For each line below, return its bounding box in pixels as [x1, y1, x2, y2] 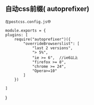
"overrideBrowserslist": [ [23, 41, 80, 46]
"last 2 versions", [32, 45, 73, 50]
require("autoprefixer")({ [14, 36, 71, 41]
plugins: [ [5, 32, 28, 37]
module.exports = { [5, 28, 46, 33]
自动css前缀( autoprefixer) [5, 4, 89, 13]
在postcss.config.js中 [5, 19, 51, 24]
